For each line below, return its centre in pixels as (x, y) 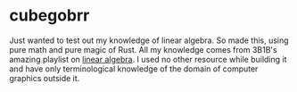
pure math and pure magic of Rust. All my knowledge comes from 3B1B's (144, 49)
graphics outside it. (45, 78)
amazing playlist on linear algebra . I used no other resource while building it (148, 59)
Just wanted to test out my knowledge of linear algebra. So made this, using (149, 40)
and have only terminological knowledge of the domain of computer (134, 69)
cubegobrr (49, 16)
